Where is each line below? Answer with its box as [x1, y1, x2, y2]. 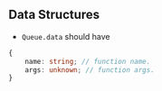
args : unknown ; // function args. [24, 65, 155, 75]
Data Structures [8, 7, 100, 23]
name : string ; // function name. [24, 57, 151, 66]
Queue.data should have [21, 31, 110, 41]
